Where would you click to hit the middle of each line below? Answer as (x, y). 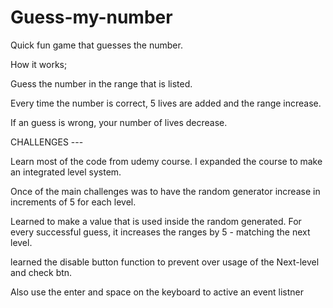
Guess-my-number (91, 17)
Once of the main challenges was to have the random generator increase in (165, 191)
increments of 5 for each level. (73, 202)
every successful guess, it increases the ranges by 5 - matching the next (160, 232)
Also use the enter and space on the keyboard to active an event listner (157, 292)
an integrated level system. (66, 172)
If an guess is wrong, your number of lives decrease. (119, 122)
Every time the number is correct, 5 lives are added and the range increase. (166, 103)
